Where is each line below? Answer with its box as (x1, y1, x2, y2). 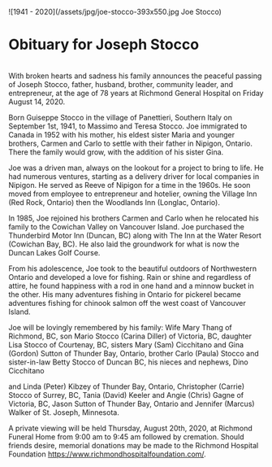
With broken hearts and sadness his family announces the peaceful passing (8, 71, 262, 81)
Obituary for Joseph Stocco (8, 36, 200, 54)
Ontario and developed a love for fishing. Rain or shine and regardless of (8, 272, 252, 282)
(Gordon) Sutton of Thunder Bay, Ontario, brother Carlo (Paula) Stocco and (8, 348, 260, 358)
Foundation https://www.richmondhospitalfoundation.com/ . (8, 449, 207, 459)
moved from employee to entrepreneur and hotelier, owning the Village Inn (8, 189, 257, 199)
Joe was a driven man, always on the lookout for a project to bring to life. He (8, 163, 264, 172)
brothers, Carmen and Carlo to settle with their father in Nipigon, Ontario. (8, 138, 253, 148)
